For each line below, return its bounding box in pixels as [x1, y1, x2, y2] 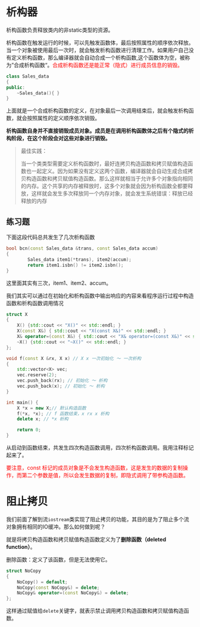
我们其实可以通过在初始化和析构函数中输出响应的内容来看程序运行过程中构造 [6, 292, 194, 299]
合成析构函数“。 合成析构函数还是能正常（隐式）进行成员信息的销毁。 [14, 61, 183, 69]
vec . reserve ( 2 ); [17, 372, 58, 378]
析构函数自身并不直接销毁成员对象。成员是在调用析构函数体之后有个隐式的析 [6, 127, 194, 134]
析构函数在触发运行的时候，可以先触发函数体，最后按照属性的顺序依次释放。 [6, 39, 194, 46]
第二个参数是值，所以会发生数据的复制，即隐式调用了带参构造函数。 [21, 472, 189, 478]
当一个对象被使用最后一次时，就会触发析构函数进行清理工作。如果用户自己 [6, 46, 189, 54]
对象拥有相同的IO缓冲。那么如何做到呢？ [6, 523, 106, 530]
